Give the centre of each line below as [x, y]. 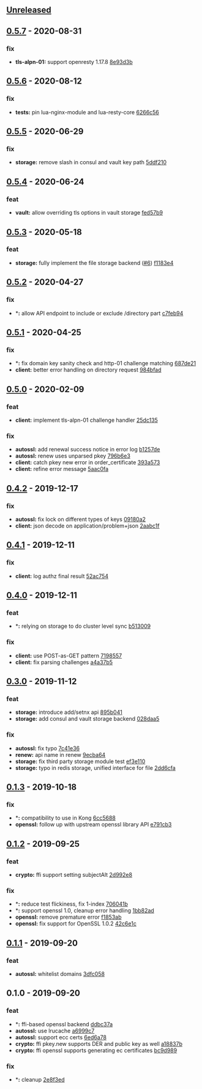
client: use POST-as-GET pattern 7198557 [69, 655]
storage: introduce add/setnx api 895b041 [69, 712]
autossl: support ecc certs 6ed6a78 [61, 1037]
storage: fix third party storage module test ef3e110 [80, 761]
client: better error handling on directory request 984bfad [88, 370]
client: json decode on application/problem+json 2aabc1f [87, 526]
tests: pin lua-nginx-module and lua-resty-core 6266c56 [87, 112]
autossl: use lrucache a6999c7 [55, 1031]
